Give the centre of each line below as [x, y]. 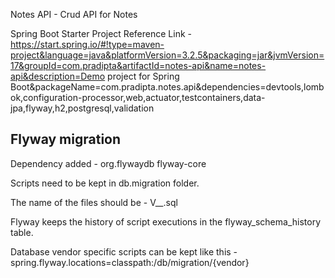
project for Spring [143, 76]
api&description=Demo [58, 76]
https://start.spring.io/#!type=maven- [87, 44]
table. [22, 232]
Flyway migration [66, 139]
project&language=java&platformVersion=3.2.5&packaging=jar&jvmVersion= [167, 55]
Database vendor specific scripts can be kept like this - [124, 251]
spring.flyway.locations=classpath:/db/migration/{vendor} [130, 262]
